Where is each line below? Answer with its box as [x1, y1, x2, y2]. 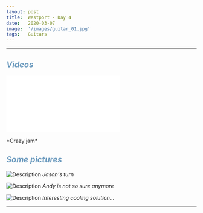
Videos [6, 59, 34, 69]
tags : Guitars [6, 31, 47, 37]
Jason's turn [42, 170, 74, 178]
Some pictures [6, 154, 62, 165]
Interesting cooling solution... [42, 194, 115, 201]
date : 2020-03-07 [6, 20, 56, 26]
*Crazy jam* [6, 137, 38, 144]
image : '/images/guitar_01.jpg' [6, 25, 91, 32]
